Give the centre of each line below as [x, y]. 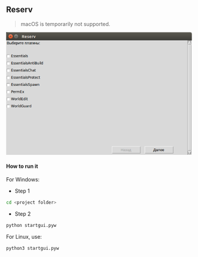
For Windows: [23, 179]
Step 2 [23, 214]
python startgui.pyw [32, 225]
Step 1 [22, 191]
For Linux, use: [24, 236]
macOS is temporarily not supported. [65, 24]
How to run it [22, 166]
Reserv [19, 10]
